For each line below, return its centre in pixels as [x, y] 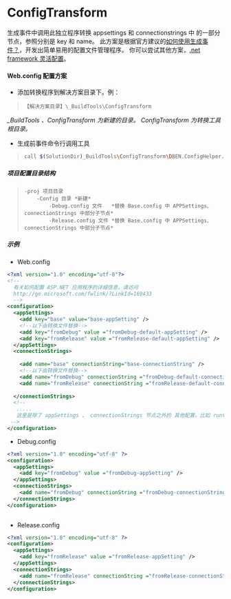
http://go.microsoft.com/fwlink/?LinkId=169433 [83, 294]
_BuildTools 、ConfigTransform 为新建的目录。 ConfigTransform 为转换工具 [114, 120]
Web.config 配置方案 [37, 75]
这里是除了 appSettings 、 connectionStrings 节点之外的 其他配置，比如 [113, 416]
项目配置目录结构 [31, 173]
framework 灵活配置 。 [38, 58]
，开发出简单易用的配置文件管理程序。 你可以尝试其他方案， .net [110, 50]
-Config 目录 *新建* [64, 199]
